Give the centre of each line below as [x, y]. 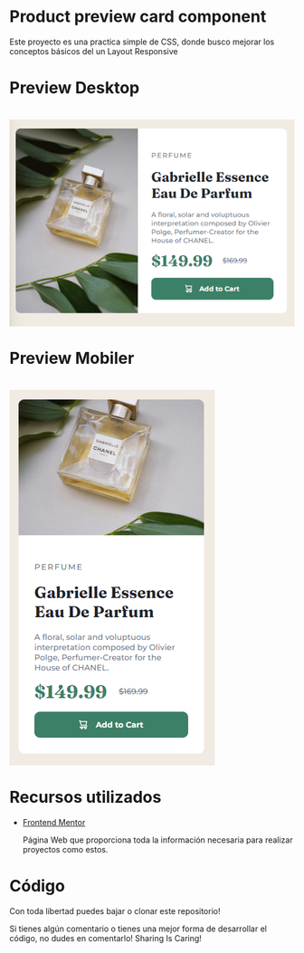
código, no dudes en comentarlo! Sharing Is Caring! [105, 939]
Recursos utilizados [85, 797]
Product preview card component [138, 17]
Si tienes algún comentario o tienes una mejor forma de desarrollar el [138, 929]
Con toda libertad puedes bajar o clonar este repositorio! [115, 911]
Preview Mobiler [72, 358]
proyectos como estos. [65, 850]
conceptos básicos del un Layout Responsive [94, 51]
